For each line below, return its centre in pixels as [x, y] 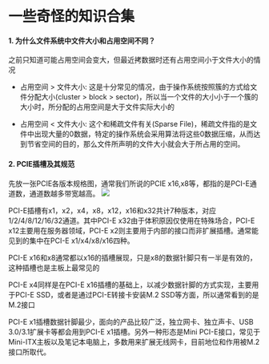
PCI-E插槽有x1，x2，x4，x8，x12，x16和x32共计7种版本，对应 [112, 210]
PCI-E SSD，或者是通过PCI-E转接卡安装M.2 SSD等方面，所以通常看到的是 [137, 294]
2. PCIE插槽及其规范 [42, 164]
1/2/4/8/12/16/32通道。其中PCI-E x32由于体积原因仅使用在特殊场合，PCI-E [132, 220]
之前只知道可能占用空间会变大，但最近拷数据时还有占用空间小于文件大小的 [131, 60]
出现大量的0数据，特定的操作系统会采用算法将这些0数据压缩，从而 [144, 134]
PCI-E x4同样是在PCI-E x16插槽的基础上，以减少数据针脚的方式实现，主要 [130, 285]
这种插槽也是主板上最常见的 [54, 267]
